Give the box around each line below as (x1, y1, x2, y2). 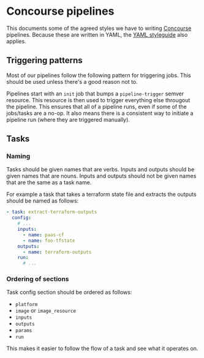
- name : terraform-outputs (22, 249, 92, 255)
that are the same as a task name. (6, 179, 92, 186)
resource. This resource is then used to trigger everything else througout (6, 96, 191, 103)
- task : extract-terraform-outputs (6, 209, 97, 215)
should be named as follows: (6, 197, 79, 204)
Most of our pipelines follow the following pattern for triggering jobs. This (6, 72, 191, 79)
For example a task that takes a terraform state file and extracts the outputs (6, 191, 197, 198)
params (15, 327, 32, 334)
